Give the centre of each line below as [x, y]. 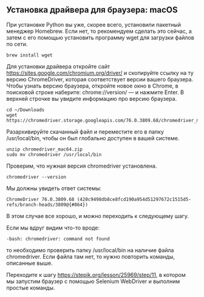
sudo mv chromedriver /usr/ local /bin [54, 154]
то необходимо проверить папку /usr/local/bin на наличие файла [90, 250]
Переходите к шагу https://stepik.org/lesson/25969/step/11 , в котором [96, 275]
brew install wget [29, 55]
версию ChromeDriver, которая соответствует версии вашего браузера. [100, 79]
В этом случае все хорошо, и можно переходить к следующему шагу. [98, 216]
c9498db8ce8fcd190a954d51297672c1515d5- [139, 199]
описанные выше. [29, 263]
